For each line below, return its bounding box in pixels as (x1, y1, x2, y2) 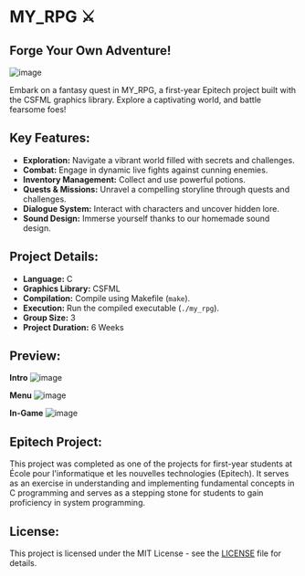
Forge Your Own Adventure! (9, 43, 172, 58)
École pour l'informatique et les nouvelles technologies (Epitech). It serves (9, 468, 289, 479)
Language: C (22, 273, 73, 284)
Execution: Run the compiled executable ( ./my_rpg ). (22, 302, 220, 313)
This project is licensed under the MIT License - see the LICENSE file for (9, 548, 281, 559)
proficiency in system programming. (9, 497, 146, 508)
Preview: (9, 349, 61, 364)
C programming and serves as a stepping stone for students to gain (9, 487, 264, 498)
